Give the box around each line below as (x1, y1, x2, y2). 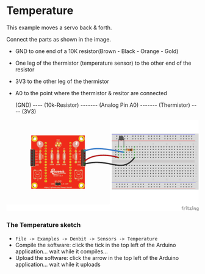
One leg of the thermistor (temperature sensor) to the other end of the (15, 59, 192, 67)
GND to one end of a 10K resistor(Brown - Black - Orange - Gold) (15, 47, 179, 55)
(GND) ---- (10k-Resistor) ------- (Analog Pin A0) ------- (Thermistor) (15, 101, 190, 109)
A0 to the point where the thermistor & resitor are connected (15, 89, 167, 96)
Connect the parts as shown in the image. (6, 35, 112, 43)
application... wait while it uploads (15, 261, 101, 268)
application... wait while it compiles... (15, 248, 108, 255)
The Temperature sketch (6, 221, 81, 229)
